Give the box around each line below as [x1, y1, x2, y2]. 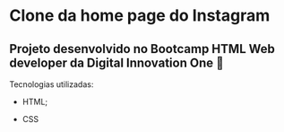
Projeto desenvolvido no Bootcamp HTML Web [9, 41, 275, 57]
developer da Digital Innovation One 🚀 [9, 55, 224, 70]
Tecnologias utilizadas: [9, 79, 94, 90]
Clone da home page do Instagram [9, 5, 271, 26]
